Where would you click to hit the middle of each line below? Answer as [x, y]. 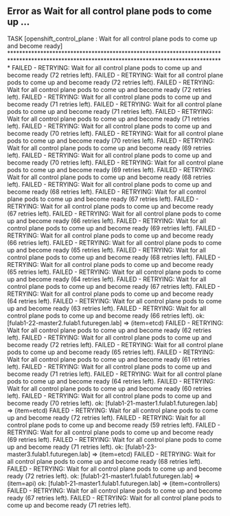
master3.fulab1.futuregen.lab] [49, 454]
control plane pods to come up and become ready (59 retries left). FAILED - [114, 425]
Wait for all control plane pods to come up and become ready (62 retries [109, 330]
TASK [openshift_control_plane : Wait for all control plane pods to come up [112, 38]
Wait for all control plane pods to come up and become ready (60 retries [109, 388]
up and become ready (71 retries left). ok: [66, 447]
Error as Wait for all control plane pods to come [110, 11]
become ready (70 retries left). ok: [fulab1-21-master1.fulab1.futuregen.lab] [112, 403]
